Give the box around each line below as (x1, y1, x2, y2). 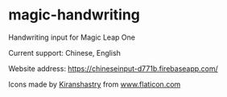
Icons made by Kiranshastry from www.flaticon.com (8, 79, 181, 89)
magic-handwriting (8, 6, 141, 24)
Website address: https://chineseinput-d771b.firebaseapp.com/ (8, 63, 219, 74)
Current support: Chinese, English (8, 48, 121, 57)
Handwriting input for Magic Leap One (8, 32, 135, 42)
